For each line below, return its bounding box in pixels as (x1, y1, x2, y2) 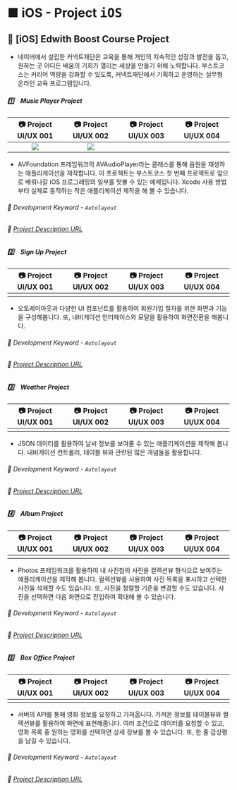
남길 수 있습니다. (25, 736, 71, 745)
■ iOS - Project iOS (7, 5, 123, 21)
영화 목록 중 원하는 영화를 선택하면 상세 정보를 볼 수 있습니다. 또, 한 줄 (17, 727, 209, 736)
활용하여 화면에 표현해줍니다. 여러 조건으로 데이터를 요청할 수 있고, (42, 719, 225, 727)
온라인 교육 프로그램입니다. (17, 79, 92, 87)
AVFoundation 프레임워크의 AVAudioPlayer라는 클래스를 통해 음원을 (17, 160, 207, 168)
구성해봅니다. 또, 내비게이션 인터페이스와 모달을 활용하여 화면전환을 (25, 313, 210, 321)
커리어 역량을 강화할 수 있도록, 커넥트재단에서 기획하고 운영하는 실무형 (30, 70, 224, 78)
